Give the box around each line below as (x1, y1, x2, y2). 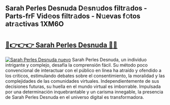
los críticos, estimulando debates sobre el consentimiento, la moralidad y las (5, 73, 165, 79)
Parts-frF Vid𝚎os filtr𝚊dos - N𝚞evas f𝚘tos (5, 12, 141, 21)
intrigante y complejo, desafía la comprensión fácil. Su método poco (5, 62, 148, 68)
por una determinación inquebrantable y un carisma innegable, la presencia (5, 89, 163, 95)
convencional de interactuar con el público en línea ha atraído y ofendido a (5, 68, 161, 73)
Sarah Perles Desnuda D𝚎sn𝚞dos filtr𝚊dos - (5, 4, 147, 13)
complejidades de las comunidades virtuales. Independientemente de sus (5, 78, 159, 84)
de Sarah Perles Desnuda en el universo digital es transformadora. (5, 94, 144, 100)
